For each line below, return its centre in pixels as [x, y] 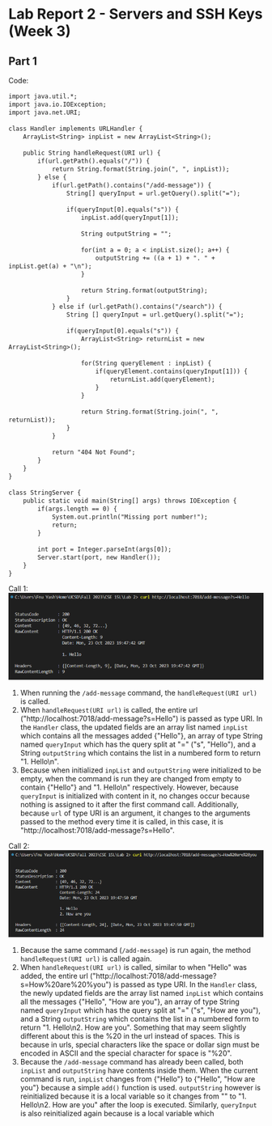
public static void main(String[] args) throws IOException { [130, 501]
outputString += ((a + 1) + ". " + [155, 258]
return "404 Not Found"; [93, 452]
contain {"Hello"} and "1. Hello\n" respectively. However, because [129, 787]
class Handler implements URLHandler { [76, 129]
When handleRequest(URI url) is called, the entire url [109, 710]
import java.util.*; [43, 96]
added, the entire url [54, 976]
